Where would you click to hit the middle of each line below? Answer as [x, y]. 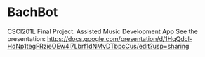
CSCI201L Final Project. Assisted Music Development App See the [103, 31]
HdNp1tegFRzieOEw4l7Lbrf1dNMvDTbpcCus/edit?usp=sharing [98, 46]
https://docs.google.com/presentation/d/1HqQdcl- [120, 38]
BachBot [33, 12]
